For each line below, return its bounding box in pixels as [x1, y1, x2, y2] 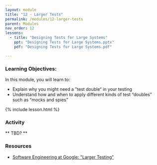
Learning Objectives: [5, 65, 57, 72]
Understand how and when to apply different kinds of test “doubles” [12, 91, 153, 97]
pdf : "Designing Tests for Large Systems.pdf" [14, 44, 112, 49]
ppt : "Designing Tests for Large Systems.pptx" [14, 40, 114, 45]
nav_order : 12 [5, 26, 35, 31]
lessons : [5, 30, 23, 35]
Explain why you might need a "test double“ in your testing [12, 86, 133, 92]
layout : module [5, 7, 37, 12]
